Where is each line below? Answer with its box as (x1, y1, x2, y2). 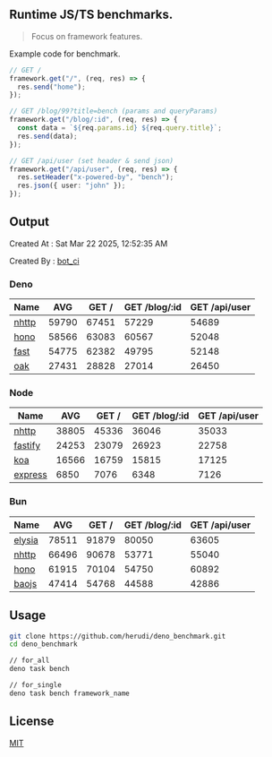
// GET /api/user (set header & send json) (9, 156, 174, 165)
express (13, 469, 47, 481)
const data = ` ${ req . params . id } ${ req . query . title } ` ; (17, 124, 222, 133)
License (9, 714, 55, 729)
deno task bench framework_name (9, 689, 130, 698)
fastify (13, 439, 41, 452)
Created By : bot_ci (9, 255, 80, 266)
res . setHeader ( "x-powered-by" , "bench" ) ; (17, 173, 174, 182)
